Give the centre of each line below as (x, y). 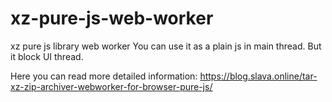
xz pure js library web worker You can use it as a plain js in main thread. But (166, 46)
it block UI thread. (47, 56)
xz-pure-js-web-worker (112, 18)
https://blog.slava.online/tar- (258, 76)
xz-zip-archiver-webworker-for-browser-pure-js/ (111, 86)
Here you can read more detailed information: (104, 76)
